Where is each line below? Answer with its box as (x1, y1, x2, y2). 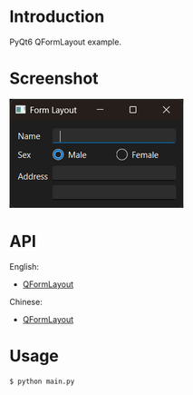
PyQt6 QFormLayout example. (9, 36, 122, 47)
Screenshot (9, 68, 99, 89)
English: (9, 261, 39, 272)
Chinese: (9, 296, 43, 307)
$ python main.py (9, 377, 75, 386)
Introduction (9, 6, 105, 27)
